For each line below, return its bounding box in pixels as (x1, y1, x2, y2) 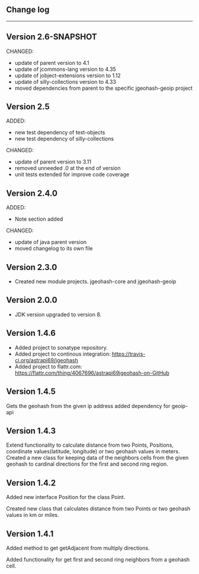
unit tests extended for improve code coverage (14, 171, 130, 178)
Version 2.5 (6, 102, 50, 112)
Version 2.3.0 (6, 262, 57, 272)
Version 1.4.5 (6, 387, 56, 397)
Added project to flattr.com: (14, 363, 82, 370)
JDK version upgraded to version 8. (14, 310, 102, 318)
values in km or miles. (6, 512, 59, 519)
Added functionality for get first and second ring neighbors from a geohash (6, 556, 190, 563)
